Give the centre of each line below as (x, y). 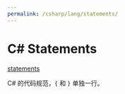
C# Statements (52, 48)
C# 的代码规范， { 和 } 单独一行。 (55, 83)
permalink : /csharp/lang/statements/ (63, 14)
